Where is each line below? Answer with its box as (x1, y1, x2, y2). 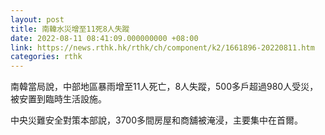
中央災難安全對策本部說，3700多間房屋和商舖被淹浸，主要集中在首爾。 (10, 114, 304, 126)
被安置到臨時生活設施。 (10, 93, 107, 105)
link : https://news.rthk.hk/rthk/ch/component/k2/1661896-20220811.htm (10, 42, 315, 53)
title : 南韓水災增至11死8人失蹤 (10, 24, 130, 34)
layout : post (10, 14, 65, 25)
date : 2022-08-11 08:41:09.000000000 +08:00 (10, 33, 199, 43)
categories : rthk (10, 52, 83, 62)
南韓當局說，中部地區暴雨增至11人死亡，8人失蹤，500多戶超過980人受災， (10, 81, 319, 93)
